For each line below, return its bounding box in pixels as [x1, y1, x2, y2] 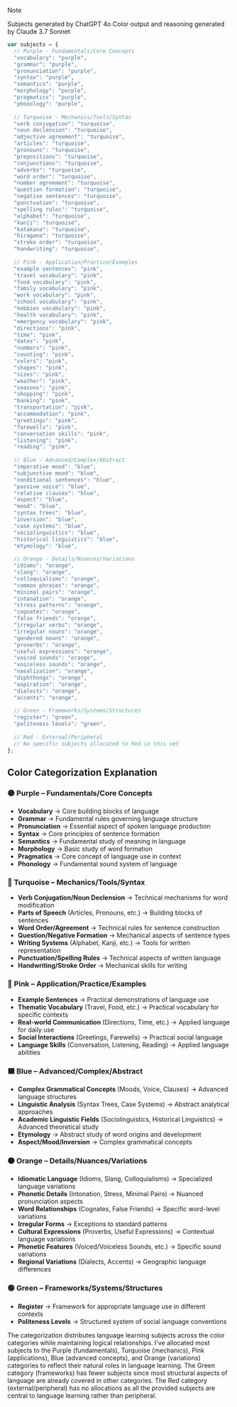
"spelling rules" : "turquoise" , [13, 206, 110, 213]
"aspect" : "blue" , [13, 496, 69, 503]
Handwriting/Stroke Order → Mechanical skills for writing [17, 961, 188, 970]
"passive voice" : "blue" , [13, 482, 91, 490]
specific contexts [17, 1010, 69, 1019]
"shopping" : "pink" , [13, 390, 75, 398]
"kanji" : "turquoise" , [13, 219, 81, 226]
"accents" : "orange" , [13, 694, 78, 701]
